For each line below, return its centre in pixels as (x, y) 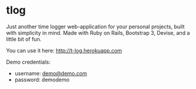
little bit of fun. (24, 39)
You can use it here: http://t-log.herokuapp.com (64, 50)
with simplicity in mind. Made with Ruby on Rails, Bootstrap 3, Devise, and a (98, 32)
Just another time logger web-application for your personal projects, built (95, 27)
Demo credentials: (28, 62)
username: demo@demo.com (51, 73)
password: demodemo (42, 80)
